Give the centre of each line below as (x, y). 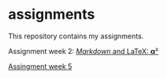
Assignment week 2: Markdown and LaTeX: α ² (83, 51)
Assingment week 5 (40, 66)
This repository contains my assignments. (76, 36)
